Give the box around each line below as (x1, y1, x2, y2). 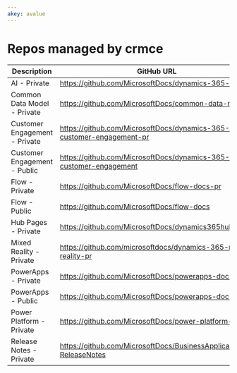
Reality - (11, 246, 40, 256)
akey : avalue (7, 10, 46, 18)
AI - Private (11, 78, 49, 88)
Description (11, 66, 52, 76)
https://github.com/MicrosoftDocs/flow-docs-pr (59, 181, 222, 191)
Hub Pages (11, 217, 48, 227)
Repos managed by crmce (7, 40, 164, 56)
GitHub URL (136, 66, 177, 76)
